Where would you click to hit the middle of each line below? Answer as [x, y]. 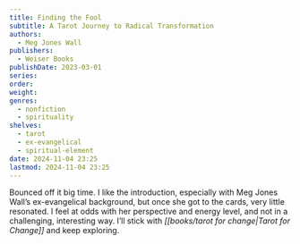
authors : [26, 34]
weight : [24, 92]
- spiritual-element [56, 150]
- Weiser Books [46, 59]
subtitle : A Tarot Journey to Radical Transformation [112, 26]
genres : [24, 101]
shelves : [26, 126]
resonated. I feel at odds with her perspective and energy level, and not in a [149, 212]
